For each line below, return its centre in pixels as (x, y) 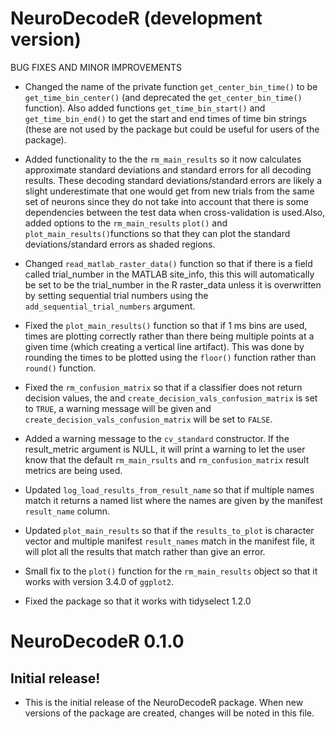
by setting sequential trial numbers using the (116, 295)
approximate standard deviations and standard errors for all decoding (168, 169)
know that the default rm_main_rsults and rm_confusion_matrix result (167, 459)
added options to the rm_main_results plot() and (126, 223)
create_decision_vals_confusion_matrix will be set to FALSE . (148, 419)
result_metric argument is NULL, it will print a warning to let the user (165, 449)
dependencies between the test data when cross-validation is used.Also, (175, 212)
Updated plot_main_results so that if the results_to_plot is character (169, 530)
